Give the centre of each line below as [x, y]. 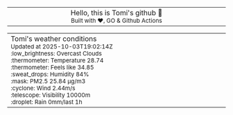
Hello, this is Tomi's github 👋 [116, 13]
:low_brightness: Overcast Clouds [57, 54]
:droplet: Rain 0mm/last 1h [46, 102]
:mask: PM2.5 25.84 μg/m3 [48, 81]
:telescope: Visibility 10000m [51, 95]
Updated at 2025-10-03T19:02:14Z [62, 47]
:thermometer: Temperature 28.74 [57, 61]
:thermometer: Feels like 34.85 [52, 68]
